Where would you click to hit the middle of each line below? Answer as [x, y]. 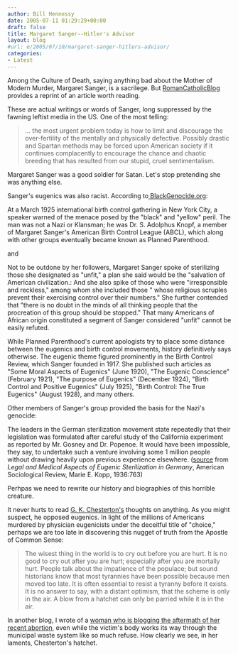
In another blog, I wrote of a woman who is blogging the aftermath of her [114, 620]
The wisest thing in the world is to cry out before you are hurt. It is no [126, 553]
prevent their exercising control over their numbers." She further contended [118, 297]
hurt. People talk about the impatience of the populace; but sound [121, 568]
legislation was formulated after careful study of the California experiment [115, 437]
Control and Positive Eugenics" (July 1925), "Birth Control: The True [107, 386]
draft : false [27, 27]
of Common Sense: [36, 540]
